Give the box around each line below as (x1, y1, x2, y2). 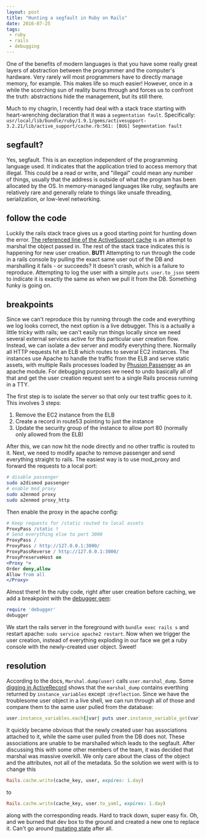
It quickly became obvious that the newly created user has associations (6, 726, 187, 734)
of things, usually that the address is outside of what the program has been (6, 176, 196, 183)
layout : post (6, 9, 40, 15)
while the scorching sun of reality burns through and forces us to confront (6, 86, 194, 93)
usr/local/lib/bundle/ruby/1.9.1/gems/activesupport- (6, 117, 147, 123)
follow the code (6, 213, 67, 224)
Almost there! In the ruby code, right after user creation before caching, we (6, 588, 196, 596)
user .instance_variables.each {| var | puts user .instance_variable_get (6, 715, 188, 721)
